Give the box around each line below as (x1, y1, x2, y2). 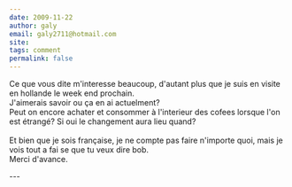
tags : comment (9, 46, 62, 55)
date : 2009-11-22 (9, 12, 73, 22)
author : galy (9, 21, 58, 30)
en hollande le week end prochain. (9, 88, 135, 98)
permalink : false (9, 54, 73, 63)
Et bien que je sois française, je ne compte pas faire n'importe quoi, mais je (9, 135, 283, 145)
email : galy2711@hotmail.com (9, 29, 117, 38)
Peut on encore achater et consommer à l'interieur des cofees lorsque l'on (9, 107, 280, 117)
